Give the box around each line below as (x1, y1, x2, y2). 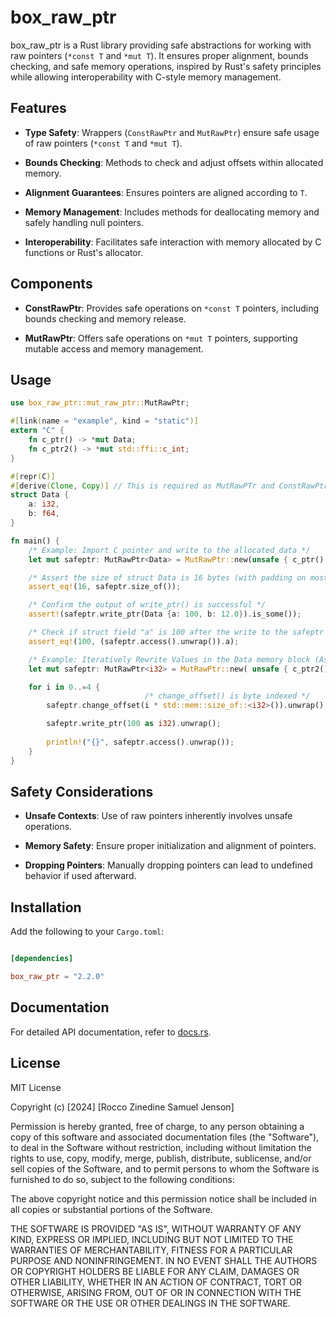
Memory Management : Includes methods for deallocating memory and (24, 206, 320, 218)
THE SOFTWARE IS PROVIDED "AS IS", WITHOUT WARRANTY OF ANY (10, 1222, 302, 1235)
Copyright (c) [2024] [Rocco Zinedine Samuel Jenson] (10, 1101, 235, 1113)
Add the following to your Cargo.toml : (10, 926, 165, 938)
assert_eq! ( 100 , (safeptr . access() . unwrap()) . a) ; (28, 636, 240, 646)
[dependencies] (10, 954, 74, 964)
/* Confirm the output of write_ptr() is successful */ (28, 600, 267, 610)
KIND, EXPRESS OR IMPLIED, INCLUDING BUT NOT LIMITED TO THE (10, 1233, 294, 1245)
